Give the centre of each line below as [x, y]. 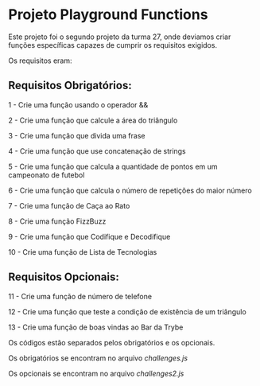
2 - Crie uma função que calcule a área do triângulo [93, 120]
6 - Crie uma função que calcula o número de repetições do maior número [130, 190]
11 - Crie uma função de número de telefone [80, 296]
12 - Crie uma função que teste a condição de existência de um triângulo [127, 311]
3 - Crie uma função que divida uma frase [77, 135]
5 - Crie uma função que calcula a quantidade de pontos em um [113, 166]
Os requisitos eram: [41, 60]
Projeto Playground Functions [108, 15]
